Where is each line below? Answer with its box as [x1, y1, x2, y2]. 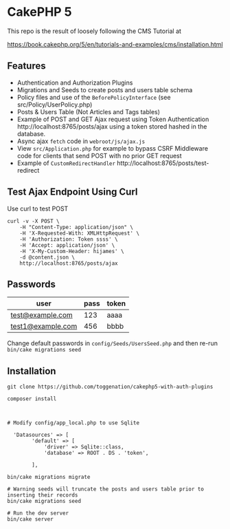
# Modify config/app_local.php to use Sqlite [7, 420, 139, 427]
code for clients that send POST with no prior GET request [16, 151, 182, 160]
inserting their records [7, 492, 78, 499]
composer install [7, 396, 57, 402]
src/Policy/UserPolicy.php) [16, 100, 93, 109]
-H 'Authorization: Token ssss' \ [19, 235, 118, 243]
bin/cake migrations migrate [7, 474, 91, 481]
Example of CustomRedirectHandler [16, 159, 115, 167]
